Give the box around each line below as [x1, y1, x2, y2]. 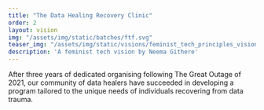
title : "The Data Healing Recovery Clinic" [8, 11, 153, 20]
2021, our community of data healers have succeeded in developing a [8, 78, 234, 87]
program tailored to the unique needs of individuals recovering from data [8, 86, 244, 95]
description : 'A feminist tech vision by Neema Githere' [8, 48, 199, 56]
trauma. [8, 95, 34, 104]
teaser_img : [8, 41, 47, 49]
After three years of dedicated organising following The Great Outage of [8, 70, 242, 79]
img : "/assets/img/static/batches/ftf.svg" [8, 33, 153, 42]
